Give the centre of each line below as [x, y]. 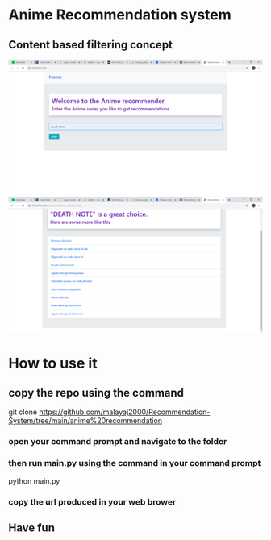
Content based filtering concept [91, 45]
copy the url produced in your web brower [92, 501]
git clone [23, 412]
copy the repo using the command [96, 393]
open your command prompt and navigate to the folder [118, 442]
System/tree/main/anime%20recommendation [85, 421]
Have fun [31, 528]
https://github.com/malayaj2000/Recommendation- [125, 412]
